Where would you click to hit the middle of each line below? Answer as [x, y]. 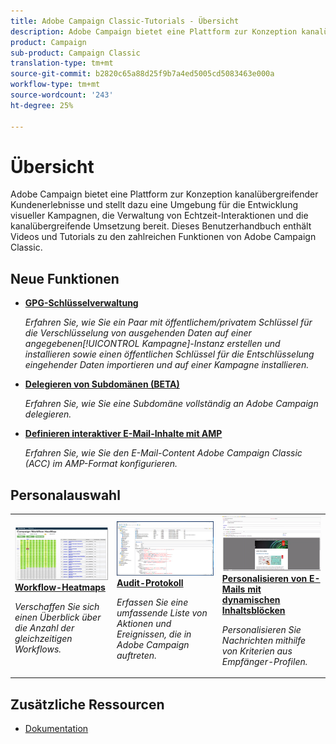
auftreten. [136, 656]
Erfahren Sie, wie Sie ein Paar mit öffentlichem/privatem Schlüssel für [168, 322]
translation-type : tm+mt [62, 63]
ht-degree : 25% [42, 105]
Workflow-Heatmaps [60, 587]
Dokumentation [56, 729]
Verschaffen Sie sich [57, 607]
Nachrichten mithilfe [264, 640]
